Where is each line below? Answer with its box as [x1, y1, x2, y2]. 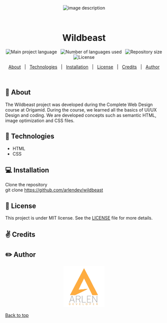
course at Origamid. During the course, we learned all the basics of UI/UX [5, 106, 157, 113]
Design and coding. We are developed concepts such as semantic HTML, [5, 112, 156, 118]
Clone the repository [5, 182, 47, 188]
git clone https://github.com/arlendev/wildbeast [5, 187, 103, 193]
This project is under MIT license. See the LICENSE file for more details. [5, 215, 153, 221]
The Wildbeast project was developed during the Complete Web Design [5, 101, 153, 107]
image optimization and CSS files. [5, 118, 75, 124]
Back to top [5, 312, 29, 318]
